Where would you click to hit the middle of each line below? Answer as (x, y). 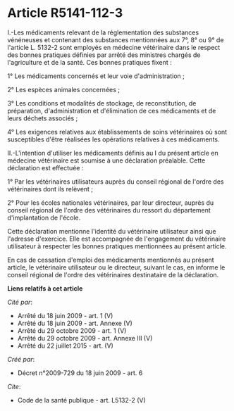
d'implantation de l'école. (44, 217)
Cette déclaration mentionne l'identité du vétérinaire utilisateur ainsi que (112, 231)
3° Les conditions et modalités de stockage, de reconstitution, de (102, 103)
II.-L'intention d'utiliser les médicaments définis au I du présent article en (113, 153)
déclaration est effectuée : (45, 167)
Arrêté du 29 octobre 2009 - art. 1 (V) (72, 330)
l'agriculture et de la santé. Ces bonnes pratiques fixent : (90, 62)
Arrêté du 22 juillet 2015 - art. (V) (66, 346)
